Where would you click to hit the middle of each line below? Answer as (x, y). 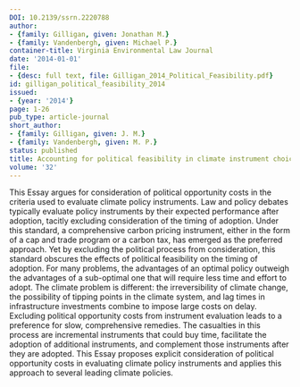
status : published (43, 150)
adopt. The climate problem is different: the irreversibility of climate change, (149, 288)
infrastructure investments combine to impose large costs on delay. (133, 307)
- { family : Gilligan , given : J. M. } (77, 134)
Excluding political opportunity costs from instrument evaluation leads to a (146, 316)
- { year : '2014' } (42, 101)
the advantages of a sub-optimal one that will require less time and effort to (148, 278)
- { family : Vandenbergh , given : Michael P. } (93, 42)
